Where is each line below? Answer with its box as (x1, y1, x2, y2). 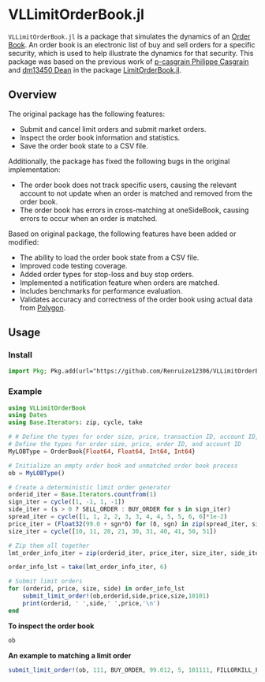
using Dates (8, 411, 47, 419)
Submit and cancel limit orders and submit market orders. (19, 124, 207, 133)
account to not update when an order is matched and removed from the (19, 188, 253, 198)
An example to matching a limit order (8, 650, 132, 660)
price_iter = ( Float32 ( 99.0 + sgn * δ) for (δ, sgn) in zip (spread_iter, (8, 519, 248, 528)
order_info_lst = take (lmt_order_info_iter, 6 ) (8, 563, 168, 571)
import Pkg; (8, 367, 47, 376)
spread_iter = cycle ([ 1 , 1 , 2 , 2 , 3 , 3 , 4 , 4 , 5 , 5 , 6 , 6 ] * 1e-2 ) (8, 513, 228, 521)
